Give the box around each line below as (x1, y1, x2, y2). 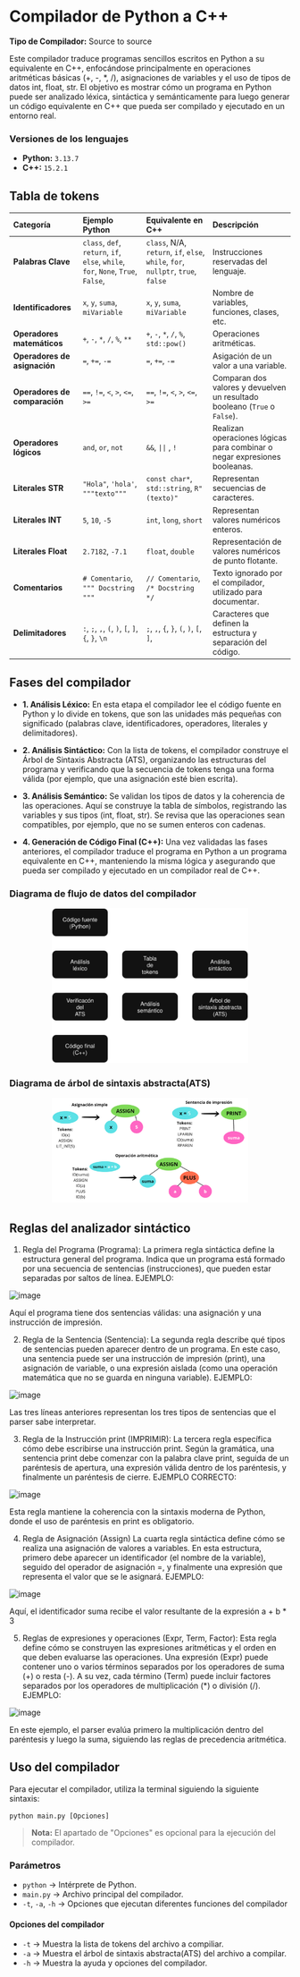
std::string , (146, 483, 193, 494)
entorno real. (9, 110, 56, 121)
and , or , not (82, 442, 123, 453)
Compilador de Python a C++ (9, 6, 229, 27)
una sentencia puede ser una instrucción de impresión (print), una (21, 1353, 266, 1364)
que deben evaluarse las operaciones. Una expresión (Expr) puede (21, 1652, 269, 1663)
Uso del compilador (9, 1760, 121, 1775)
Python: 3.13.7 (21, 153, 79, 164)
